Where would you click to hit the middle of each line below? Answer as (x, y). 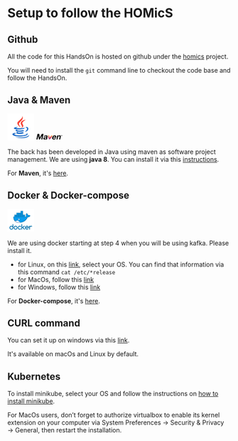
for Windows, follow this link (59, 287)
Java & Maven (39, 100)
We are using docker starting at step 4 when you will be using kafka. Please (118, 243)
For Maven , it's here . (38, 173)
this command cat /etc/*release (66, 271)
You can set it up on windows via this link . (69, 341)
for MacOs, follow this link (56, 279)
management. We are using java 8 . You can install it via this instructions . (113, 159)
